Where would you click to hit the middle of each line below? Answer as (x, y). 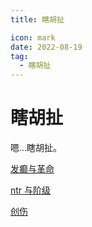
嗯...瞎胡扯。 (36, 148)
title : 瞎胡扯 (37, 19)
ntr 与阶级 (31, 190)
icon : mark (33, 37)
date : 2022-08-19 (46, 47)
